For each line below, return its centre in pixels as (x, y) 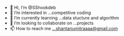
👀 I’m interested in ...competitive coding (50, 13)
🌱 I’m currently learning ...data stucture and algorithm (64, 18)
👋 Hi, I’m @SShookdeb (33, 8)
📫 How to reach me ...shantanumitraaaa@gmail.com (64, 28)
